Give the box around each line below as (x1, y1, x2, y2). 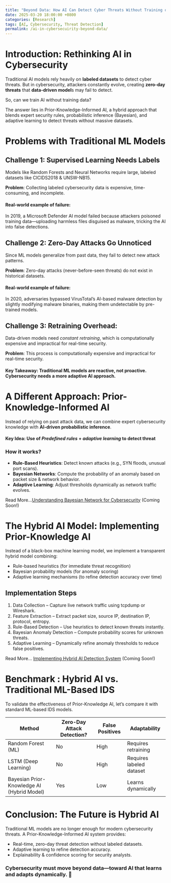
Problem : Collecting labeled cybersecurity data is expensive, (5, 185, 133, 191)
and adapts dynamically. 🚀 (5, 871, 72, 878)
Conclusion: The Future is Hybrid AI (5, 809, 159, 820)
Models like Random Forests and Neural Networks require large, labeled (5, 169, 156, 175)
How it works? (5, 448, 42, 456)
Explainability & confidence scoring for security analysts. (12, 852, 132, 858)
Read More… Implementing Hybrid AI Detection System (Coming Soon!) (5, 655, 155, 662)
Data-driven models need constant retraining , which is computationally (5, 335, 154, 341)
